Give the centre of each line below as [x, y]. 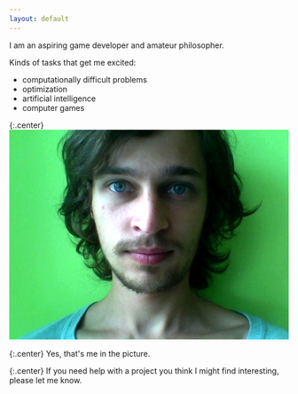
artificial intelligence [59, 98]
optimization [45, 89]
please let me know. [46, 380]
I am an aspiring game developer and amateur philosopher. [117, 45]
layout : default [39, 19]
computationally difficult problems [85, 79]
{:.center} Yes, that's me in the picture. [80, 353]
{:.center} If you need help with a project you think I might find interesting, [144, 370]
